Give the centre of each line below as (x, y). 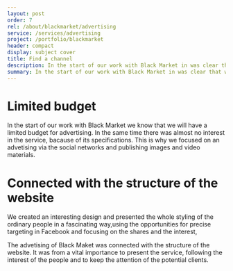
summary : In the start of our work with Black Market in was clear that (114, 72)
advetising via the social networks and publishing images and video (104, 147)
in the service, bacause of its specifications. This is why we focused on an (113, 140)
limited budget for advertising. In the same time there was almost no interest (116, 133)
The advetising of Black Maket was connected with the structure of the (109, 245)
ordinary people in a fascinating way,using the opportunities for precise (109, 224)
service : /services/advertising (54, 33)
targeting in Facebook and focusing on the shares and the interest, (102, 232)
